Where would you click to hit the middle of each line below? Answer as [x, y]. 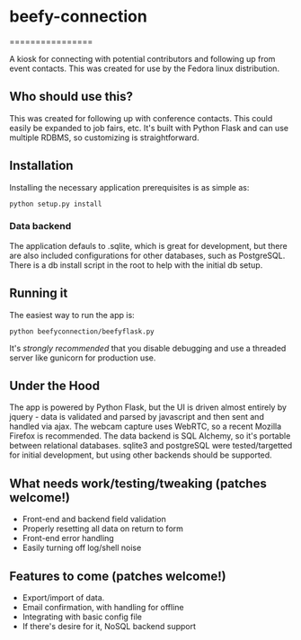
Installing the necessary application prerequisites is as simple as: [129, 187]
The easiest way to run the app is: [72, 315]
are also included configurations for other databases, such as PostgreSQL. [147, 255]
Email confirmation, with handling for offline [103, 608]
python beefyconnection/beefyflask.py [82, 331]
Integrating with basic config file [82, 617]
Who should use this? [71, 97]
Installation [41, 166]
